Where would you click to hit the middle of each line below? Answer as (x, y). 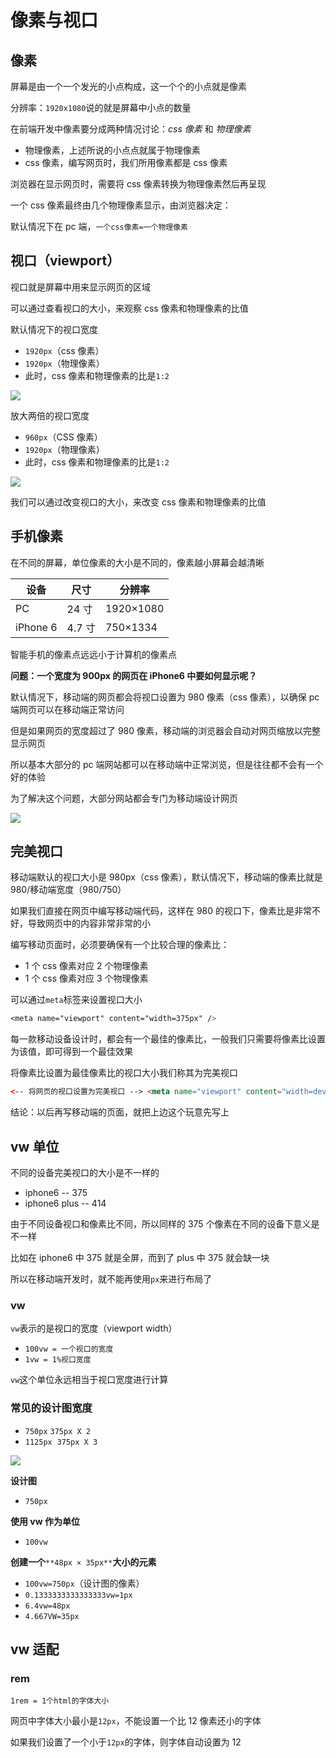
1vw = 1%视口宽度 (58, 1360)
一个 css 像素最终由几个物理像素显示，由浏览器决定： (121, 205)
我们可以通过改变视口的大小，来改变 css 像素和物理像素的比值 (138, 502)
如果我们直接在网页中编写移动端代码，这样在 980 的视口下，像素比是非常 (161, 911)
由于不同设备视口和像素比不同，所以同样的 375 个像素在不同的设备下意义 (161, 1224)
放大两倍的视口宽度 (50, 415)
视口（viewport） (65, 261)
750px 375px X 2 (57, 1431)
